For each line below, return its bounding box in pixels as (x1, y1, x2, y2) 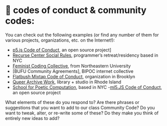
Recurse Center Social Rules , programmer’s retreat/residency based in (12, 52, 158, 58)
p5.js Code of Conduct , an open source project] (12, 47, 112, 53)
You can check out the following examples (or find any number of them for (5, 32, 159, 38)
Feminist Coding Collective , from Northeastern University (12, 63, 131, 69)
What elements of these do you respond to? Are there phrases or (5, 99, 139, 105)
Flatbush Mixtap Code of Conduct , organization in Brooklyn (12, 73, 135, 79)
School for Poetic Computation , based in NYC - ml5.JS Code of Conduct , (12, 84, 162, 90)
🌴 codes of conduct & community (5, 5, 147, 16)
